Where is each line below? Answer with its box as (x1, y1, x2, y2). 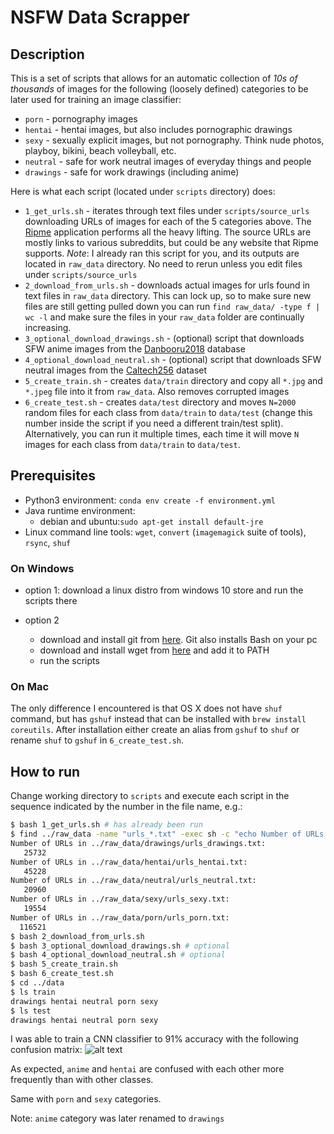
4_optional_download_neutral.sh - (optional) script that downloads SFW (24, 354, 322, 365)
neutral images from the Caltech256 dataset (24, 364, 208, 376)
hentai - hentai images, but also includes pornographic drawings (24, 124, 293, 135)
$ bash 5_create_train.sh (10, 959, 118, 970)
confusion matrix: (10, 1044, 83, 1056)
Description (10, 46, 85, 63)
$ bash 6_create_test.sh (10, 969, 114, 979)
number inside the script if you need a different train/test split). (24, 417, 284, 429)
